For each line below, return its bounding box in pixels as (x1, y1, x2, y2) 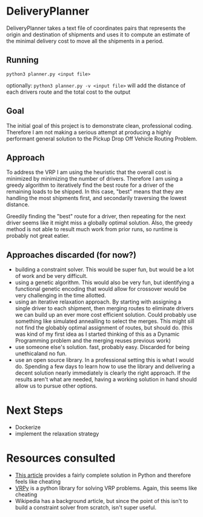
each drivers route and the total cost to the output (6, 88, 131, 95)
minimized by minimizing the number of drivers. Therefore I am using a (6, 175, 183, 182)
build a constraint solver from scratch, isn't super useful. (15, 504, 157, 512)
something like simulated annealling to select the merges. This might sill (15, 317, 195, 325)
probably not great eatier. (6, 232, 70, 240)
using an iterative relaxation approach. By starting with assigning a (15, 298, 182, 305)
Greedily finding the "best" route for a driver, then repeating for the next (6, 213, 186, 220)
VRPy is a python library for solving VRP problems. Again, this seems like (15, 485, 198, 492)
